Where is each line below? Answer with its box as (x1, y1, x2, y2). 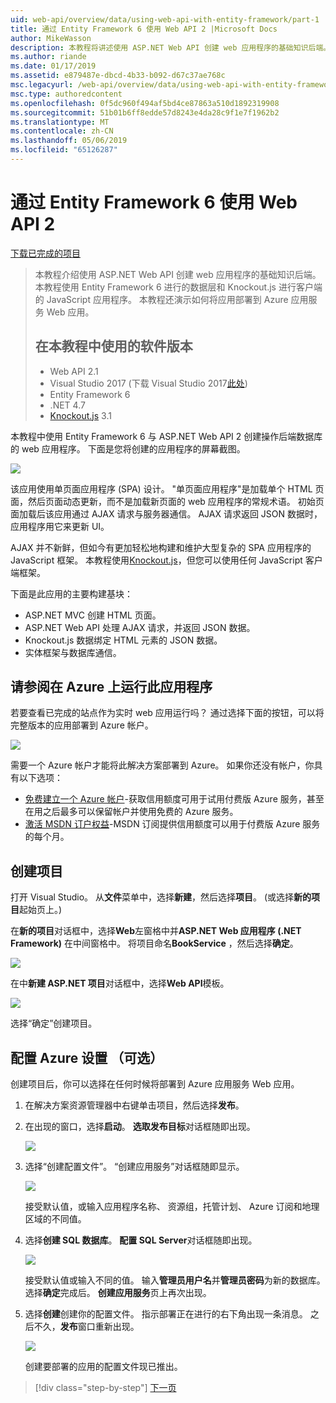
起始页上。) (19, 904, 63, 916)
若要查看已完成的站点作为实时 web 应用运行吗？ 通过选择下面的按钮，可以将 (10, 707, 325, 719)
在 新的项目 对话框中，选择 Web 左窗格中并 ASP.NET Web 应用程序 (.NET (10, 925, 302, 937)
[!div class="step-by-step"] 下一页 (34, 1382, 177, 1394)
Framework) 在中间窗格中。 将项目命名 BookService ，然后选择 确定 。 (10, 937, 299, 950)
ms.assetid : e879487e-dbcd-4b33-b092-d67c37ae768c (10, 71, 226, 81)
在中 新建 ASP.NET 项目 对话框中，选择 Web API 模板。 (10, 977, 230, 990)
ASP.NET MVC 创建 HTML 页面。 (24, 609, 162, 621)
